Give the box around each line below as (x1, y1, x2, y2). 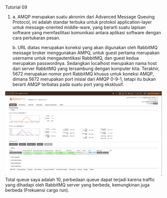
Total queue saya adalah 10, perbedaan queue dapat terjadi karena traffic (5, 177, 155, 183)
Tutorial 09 (5, 4, 27, 10)
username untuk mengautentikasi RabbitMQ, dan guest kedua (12, 55, 139, 61)
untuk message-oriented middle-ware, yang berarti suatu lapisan (12, 24, 146, 30)
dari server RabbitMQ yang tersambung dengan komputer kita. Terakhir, (12, 66, 160, 71)
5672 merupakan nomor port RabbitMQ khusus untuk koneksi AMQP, (12, 71, 154, 76)
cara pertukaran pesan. (12, 35, 61, 41)
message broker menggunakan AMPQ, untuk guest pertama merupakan (12, 50, 160, 56)
